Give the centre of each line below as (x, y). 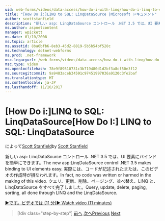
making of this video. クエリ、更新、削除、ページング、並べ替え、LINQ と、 (82, 181)
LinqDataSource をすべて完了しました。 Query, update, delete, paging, (76, 187)
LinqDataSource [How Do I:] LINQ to (78, 122)
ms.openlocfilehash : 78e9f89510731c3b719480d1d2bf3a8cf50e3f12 (71, 69)
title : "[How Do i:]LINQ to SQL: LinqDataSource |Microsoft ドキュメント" (81, 14)
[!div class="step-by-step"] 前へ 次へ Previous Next (69, 213)
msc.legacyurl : (21, 60)
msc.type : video (22, 64)
